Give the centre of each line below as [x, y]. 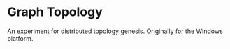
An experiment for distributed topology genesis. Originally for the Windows [115, 31]
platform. [20, 38]
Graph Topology [55, 12]
